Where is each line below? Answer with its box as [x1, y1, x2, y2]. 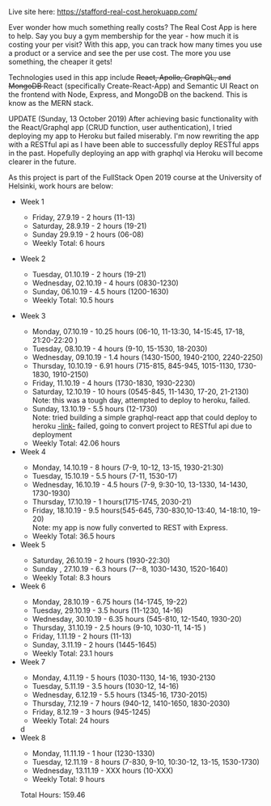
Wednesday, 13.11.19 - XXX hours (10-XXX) [32, 766, 174, 775]
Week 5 [19, 540, 46, 549]
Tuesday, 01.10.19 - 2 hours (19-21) [32, 270, 147, 279]
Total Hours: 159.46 [19, 790, 86, 800]
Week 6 [19, 581, 46, 591]
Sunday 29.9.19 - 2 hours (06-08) [32, 230, 144, 239]
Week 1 [19, 197, 44, 206]
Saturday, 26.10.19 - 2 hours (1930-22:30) [32, 555, 171, 565]
